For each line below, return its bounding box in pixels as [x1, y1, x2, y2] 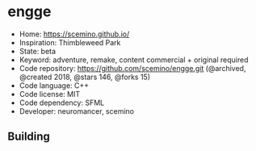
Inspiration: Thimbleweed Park [19, 37, 121, 47]
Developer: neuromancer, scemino [19, 106, 135, 115]
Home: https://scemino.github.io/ [19, 29, 130, 39]
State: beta [19, 46, 57, 56]
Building [7, 130, 50, 144]
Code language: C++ [19, 80, 90, 90]
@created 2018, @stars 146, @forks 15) [19, 72, 151, 82]
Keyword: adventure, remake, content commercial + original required [19, 55, 249, 65]
